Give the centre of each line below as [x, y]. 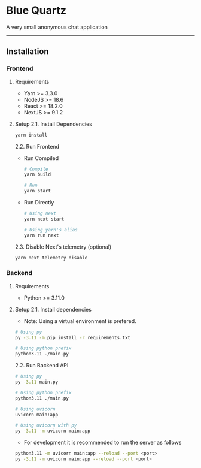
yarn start [37, 191]
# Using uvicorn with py [46, 425]
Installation [28, 52]
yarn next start [44, 219]
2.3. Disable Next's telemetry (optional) [63, 247]
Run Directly [39, 202]
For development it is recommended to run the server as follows [103, 443]
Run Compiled [41, 158]
